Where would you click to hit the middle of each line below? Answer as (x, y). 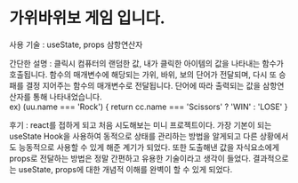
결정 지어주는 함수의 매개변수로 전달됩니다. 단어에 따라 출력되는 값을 (143, 85)
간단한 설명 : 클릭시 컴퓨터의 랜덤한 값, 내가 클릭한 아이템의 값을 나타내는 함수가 (147, 63)
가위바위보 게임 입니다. (88, 18)
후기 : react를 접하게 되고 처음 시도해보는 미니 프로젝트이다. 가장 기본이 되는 (141, 124)
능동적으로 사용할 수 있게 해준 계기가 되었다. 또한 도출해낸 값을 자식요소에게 (149, 147)
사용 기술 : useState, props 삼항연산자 (76, 44)
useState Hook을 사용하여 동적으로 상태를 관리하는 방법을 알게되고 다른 (133, 136)
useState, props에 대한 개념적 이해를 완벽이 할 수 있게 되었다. (125, 169)
